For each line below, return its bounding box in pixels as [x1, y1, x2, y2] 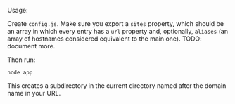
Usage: [7, 6, 28, 14]
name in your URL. [7, 89, 61, 97]
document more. [7, 42, 56, 50]
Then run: [7, 56, 36, 64]
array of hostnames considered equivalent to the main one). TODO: [7, 34, 202, 43]
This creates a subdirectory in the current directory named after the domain [7, 82, 227, 90]
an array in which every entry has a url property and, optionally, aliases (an [7, 27, 229, 35]
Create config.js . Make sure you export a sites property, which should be [7, 20, 224, 27]
